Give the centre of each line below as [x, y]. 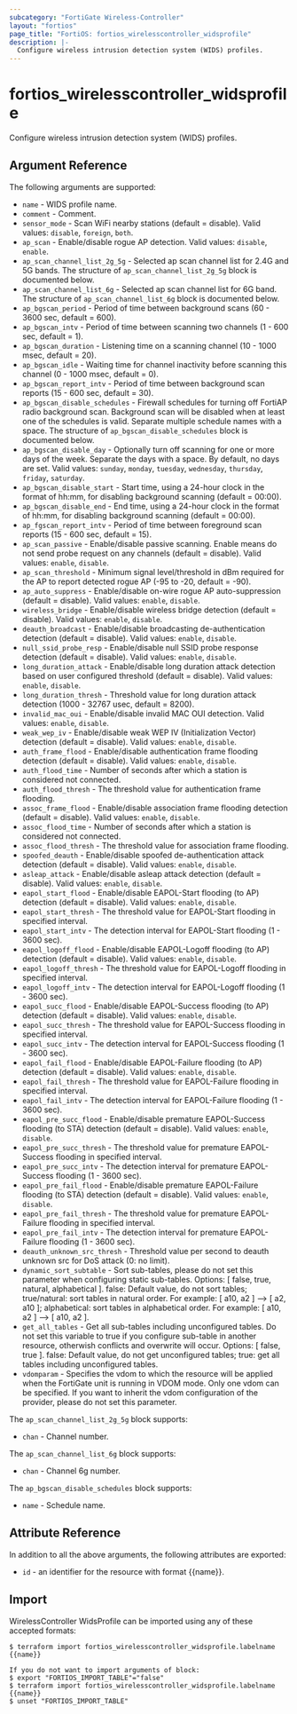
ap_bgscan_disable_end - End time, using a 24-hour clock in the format [150, 506]
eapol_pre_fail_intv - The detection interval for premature [130, 1232]
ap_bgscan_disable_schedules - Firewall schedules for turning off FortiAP [155, 402]
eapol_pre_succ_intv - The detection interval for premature [130, 1166]
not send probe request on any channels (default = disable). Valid [141, 553]
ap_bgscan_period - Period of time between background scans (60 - [146, 308]
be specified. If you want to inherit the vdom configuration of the [140, 1392]
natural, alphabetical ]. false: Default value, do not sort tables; [135, 1289]
